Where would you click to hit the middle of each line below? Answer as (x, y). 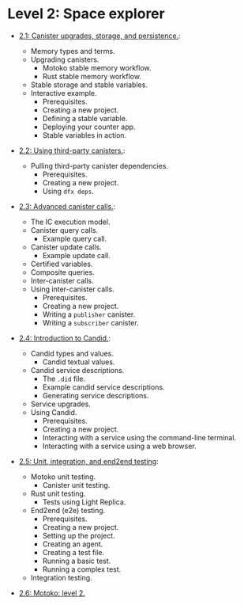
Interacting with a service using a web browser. (119, 446)
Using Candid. (54, 412)
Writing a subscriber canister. (90, 322)
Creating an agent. (73, 544)
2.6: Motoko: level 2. (52, 593)
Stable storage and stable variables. (89, 85)
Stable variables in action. (84, 135)
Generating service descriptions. (96, 395)
